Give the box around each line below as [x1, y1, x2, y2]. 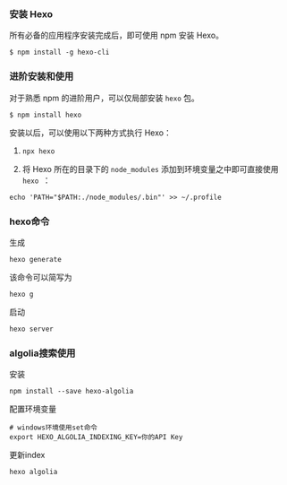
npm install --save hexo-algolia [9, 387, 134, 396]
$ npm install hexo [9, 110, 82, 119]
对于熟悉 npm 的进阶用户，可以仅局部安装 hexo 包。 [9, 92, 199, 103]
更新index [9, 450, 46, 461]
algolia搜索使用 [9, 347, 76, 359]
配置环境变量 [9, 403, 56, 414]
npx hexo [21, 146, 55, 156]
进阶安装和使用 [9, 70, 74, 82]
